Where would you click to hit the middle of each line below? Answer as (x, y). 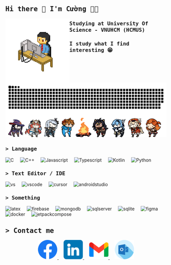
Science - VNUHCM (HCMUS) (107, 30)
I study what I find (99, 44)
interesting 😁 (91, 50)
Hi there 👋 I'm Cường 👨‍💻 (52, 9)
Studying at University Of (109, 24)
